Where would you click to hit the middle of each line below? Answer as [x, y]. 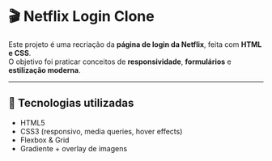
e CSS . [20, 53]
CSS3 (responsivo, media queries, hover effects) [101, 131]
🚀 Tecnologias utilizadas [71, 103]
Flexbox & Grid [45, 140]
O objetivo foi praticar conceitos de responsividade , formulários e [120, 61]
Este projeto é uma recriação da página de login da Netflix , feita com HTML [135, 44]
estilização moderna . [45, 70]
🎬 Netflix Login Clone [82, 17]
